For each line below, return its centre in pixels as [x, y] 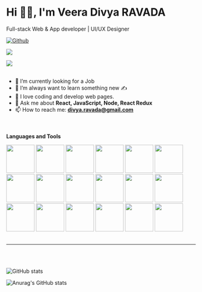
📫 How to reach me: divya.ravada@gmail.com [74, 109]
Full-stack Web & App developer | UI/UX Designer [68, 29]
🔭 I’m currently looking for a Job [55, 81]
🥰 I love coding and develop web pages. [64, 96]
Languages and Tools [34, 136]
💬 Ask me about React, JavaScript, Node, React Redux [84, 103]
